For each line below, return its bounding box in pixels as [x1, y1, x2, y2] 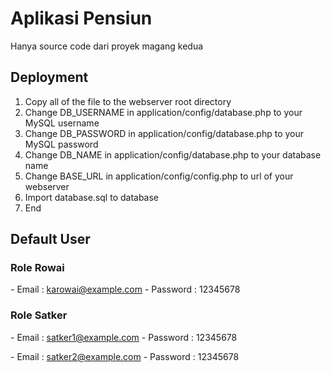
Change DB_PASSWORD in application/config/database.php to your [24, 127, 305, 139]
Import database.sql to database [24, 191, 160, 203]
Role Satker [10, 308, 68, 322]
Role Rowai [10, 261, 65, 275]
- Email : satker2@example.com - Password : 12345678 [10, 350, 240, 362]
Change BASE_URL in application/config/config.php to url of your [24, 170, 294, 182]
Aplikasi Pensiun [10, 7, 153, 30]
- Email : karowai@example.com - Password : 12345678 [10, 283, 241, 296]
